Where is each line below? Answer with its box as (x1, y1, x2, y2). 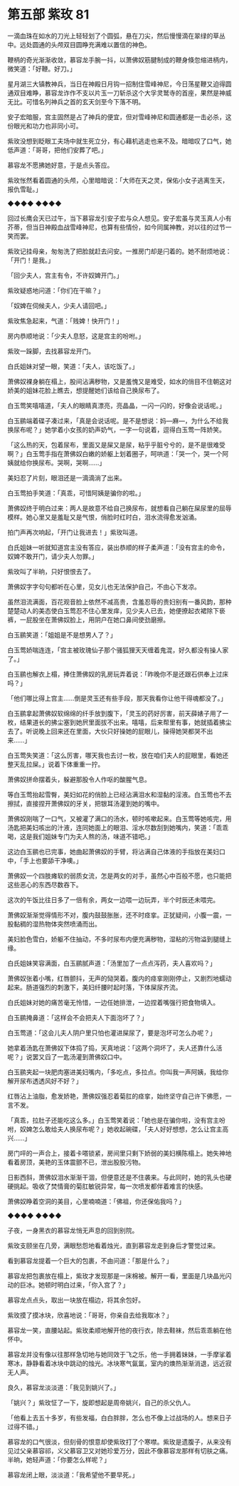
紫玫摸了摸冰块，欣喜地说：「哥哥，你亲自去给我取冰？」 (7, 1310, 173, 1319)
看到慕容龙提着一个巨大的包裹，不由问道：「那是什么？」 (7, 1256, 173, 1265)
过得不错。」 (7, 1422, 42, 1431)
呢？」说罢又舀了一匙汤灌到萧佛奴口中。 (7, 1052, 126, 1061)
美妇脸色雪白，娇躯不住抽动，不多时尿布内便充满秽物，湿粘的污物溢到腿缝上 (7, 934, 232, 943)
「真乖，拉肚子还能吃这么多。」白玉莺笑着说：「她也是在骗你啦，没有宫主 (7, 1116, 219, 1124)
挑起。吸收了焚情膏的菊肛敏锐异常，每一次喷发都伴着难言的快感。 (13, 1182, 207, 1191)
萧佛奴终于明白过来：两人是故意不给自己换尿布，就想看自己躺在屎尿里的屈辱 (7, 504, 232, 512)
